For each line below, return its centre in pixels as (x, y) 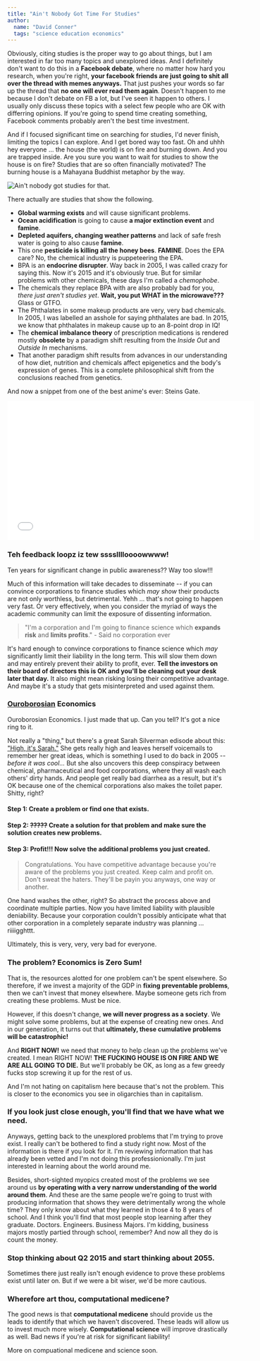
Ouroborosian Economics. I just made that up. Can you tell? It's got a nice (114, 719)
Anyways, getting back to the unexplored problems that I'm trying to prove (115, 1136)
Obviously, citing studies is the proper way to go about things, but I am (110, 54)
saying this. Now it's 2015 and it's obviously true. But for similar (110, 273)
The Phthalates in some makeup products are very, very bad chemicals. (122, 310)
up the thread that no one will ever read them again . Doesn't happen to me (117, 91)
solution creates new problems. (55, 833)
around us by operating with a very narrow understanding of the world (112, 1187)
